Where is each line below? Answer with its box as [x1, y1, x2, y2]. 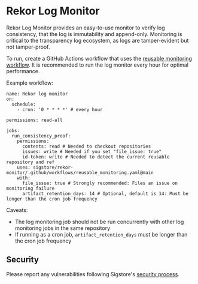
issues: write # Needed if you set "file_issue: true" [22, 148, 162, 154]
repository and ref [6, 159, 55, 165]
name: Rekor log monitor [6, 91, 68, 97]
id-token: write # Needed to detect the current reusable [22, 154, 170, 160]
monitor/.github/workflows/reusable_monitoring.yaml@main [6, 169, 154, 175]
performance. [6, 67, 40, 74]
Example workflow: [6, 79, 54, 86]
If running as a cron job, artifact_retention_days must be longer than [14, 231, 188, 238]
